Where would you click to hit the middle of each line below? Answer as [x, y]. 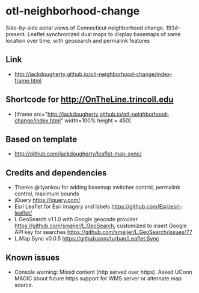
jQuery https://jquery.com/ [47, 200]
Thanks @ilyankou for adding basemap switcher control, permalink [97, 187]
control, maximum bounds [47, 194]
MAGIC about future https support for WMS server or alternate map [98, 278]
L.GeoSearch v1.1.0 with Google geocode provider [76, 219]
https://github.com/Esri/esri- [147, 207]
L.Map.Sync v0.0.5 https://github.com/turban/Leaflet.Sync [87, 239]
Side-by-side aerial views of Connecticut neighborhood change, [85, 28]
